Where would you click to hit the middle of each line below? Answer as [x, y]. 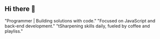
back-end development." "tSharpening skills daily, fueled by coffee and [77, 26]
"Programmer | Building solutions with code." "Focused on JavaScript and [80, 20]
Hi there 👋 [20, 9]
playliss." [14, 31]
